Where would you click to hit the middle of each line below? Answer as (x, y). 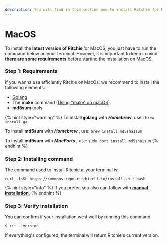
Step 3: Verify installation (37, 206)
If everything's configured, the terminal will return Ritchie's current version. (82, 235)
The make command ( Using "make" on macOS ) (61, 102)
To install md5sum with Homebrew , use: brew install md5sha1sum (74, 131)
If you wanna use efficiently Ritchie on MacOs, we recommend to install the (82, 82)
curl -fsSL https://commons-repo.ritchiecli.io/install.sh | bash (75, 179)
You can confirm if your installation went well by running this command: (78, 217)
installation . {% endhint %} (33, 193)
